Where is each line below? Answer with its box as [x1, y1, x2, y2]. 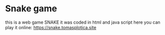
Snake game [5, 3, 57, 14]
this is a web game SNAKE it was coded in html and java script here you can [5, 19, 161, 25]
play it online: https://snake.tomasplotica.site [5, 24, 97, 30]
